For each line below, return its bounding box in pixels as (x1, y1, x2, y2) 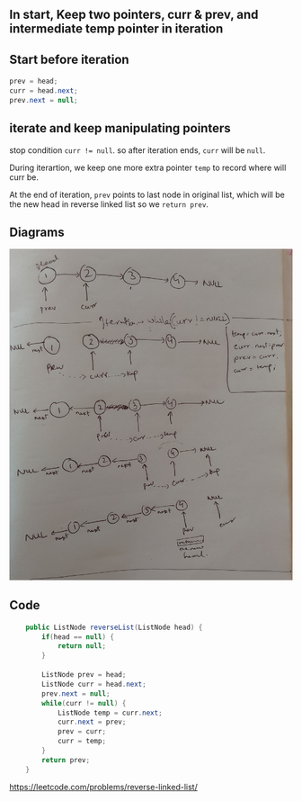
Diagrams (9, 225, 65, 240)
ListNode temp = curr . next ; (57, 708, 164, 717)
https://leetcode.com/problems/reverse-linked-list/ (9, 781, 198, 792)
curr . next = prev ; (57, 717, 127, 727)
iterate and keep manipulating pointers (9, 121, 231, 136)
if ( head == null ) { (41, 632, 115, 642)
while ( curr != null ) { (41, 698, 127, 707)
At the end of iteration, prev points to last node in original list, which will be (9, 189, 285, 200)
